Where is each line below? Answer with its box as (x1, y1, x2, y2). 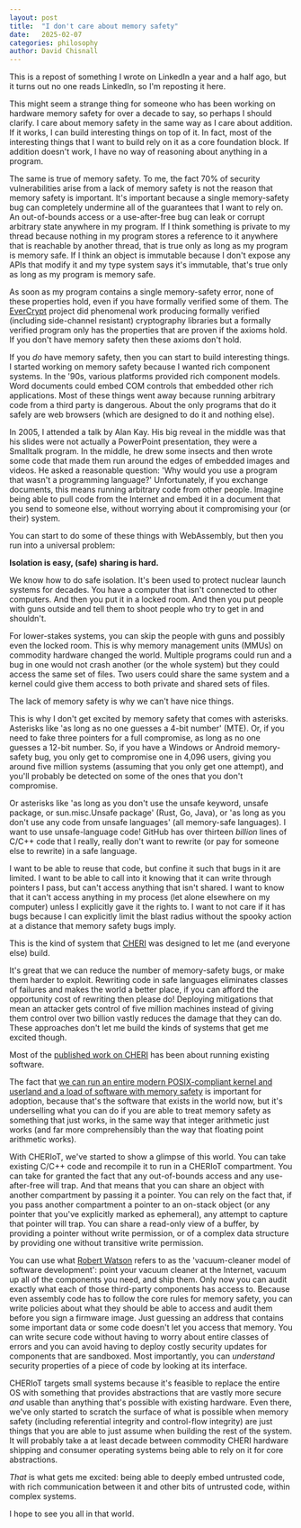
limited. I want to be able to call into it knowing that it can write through (9, 873, 271, 884)
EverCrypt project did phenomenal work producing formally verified (9, 305, 261, 316)
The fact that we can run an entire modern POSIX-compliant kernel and (9, 1077, 273, 1087)
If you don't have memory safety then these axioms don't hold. (9, 334, 243, 345)
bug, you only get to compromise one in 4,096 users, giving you (34, 751, 271, 762)
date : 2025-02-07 (9, 30, 83, 39)
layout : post (9, 13, 58, 23)
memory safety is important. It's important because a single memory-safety (9, 193, 289, 204)
